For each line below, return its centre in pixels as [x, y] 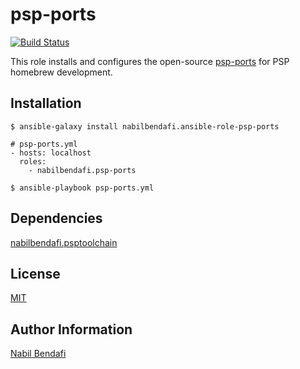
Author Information [71, 329]
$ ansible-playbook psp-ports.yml [82, 188]
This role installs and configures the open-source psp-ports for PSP [150, 61]
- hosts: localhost [51, 153]
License [35, 273]
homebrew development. [61, 72]
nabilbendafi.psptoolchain [64, 242]
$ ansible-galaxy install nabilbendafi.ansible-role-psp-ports [145, 126]
